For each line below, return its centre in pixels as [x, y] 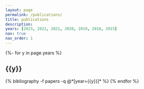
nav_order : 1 [19, 39]
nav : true [16, 34]
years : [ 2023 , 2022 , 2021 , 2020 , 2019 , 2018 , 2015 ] [61, 29]
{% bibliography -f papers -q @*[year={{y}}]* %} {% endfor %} [72, 81]
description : [19, 24]
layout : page [19, 10]
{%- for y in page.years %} [34, 53]
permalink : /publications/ [34, 15]
